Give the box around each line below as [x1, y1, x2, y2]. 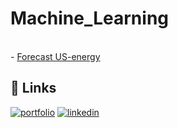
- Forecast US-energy [10, 50, 101, 62]
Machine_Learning [10, 7, 170, 30]
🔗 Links [10, 80, 57, 97]
